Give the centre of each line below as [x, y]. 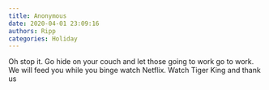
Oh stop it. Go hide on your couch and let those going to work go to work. [131, 62]
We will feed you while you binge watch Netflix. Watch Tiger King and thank [134, 71]
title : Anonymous [38, 16]
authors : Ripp [32, 31]
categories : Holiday [43, 39]
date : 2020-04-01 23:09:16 [54, 24]
